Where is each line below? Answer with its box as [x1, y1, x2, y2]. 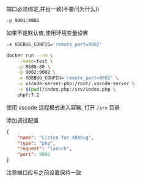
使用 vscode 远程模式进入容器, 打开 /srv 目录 [6, 103, 120, 111]
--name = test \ [17, 58, 53, 64]
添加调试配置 [6, 116, 38, 124]
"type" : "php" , [17, 140, 56, 146]
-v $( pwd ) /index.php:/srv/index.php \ [17, 86, 116, 93]
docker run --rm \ [6, 52, 53, 58]
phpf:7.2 [17, 92, 40, 98]
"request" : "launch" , [17, 145, 72, 152]
